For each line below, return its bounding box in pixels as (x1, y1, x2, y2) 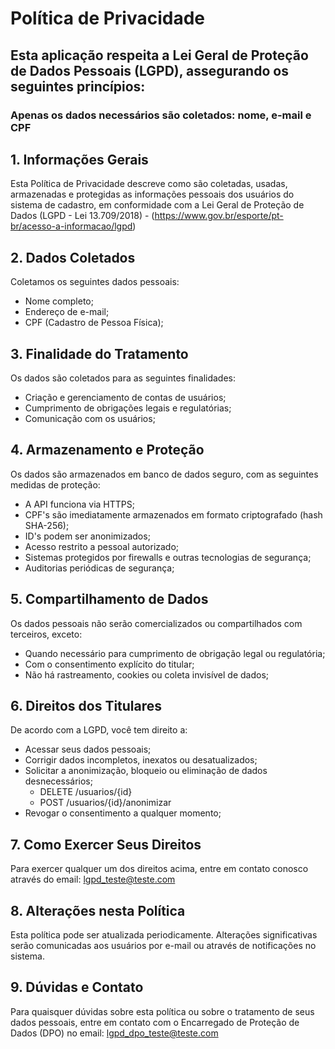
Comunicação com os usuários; (24, 412, 156, 424)
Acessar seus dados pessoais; (24, 743, 152, 756)
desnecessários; (24, 775, 93, 787)
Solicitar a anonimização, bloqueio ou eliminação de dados (24, 765, 268, 777)
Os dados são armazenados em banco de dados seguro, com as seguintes (10, 468, 319, 480)
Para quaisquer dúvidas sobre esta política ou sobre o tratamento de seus (10, 1005, 315, 1017)
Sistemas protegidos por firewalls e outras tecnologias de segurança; (24, 551, 312, 563)
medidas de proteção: (10, 478, 101, 491)
